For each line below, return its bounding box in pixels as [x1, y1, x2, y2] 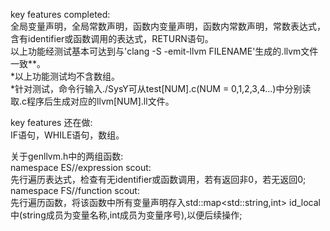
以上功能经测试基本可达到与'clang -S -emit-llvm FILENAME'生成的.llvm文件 [10, 45, 319, 57]
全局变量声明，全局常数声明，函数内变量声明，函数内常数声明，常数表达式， [10, 20, 326, 32]
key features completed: [10, 9, 111, 20]
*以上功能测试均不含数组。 [10, 70, 121, 82]
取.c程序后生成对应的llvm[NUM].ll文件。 [10, 95, 175, 107]
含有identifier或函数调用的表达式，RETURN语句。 [10, 33, 214, 44]
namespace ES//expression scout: [10, 162, 152, 173]
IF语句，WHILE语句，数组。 [10, 129, 125, 141]
